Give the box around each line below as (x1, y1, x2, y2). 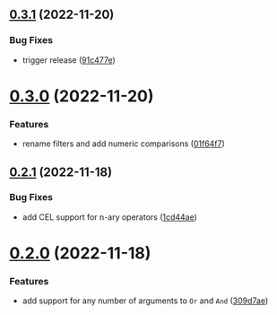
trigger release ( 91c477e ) (22, 54, 117, 66)
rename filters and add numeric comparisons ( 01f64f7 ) (22, 138, 226, 149)
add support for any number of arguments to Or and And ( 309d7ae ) (22, 295, 269, 306)
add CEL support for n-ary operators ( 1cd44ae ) (22, 211, 197, 223)
